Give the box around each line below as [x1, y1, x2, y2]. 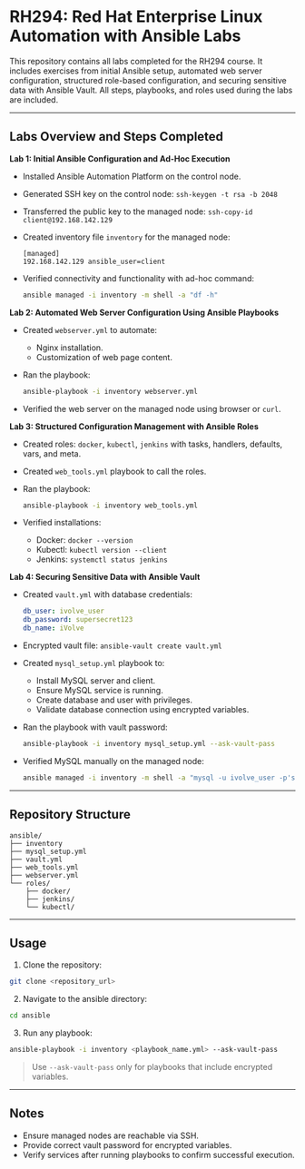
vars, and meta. [22, 447, 82, 459]
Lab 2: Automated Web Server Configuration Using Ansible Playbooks [9, 307, 280, 318]
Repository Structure [9, 807, 132, 822]
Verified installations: [22, 517, 102, 528]
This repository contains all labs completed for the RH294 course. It [9, 55, 263, 66]
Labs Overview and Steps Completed [9, 129, 224, 144]
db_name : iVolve [22, 624, 84, 633]
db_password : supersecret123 [22, 615, 133, 624]
